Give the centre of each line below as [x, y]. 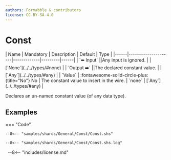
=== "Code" [18, 125]
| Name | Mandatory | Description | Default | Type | [59, 54]
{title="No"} [18, 81]
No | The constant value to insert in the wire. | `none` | [88, 81]
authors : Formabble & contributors [43, 10]
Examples [21, 112]
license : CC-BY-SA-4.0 [29, 15]
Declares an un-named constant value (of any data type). [66, 96]
